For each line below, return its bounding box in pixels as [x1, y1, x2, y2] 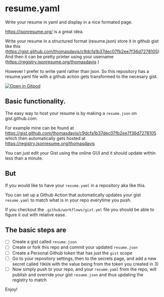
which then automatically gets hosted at [5, 135, 86, 141]
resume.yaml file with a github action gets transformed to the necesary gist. [5, 73, 158, 79]
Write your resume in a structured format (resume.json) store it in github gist [5, 38, 159, 44]
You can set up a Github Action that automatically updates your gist [5, 192, 141, 198]
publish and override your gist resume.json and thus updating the [12, 272, 143, 277]
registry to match [12, 277, 47, 283]
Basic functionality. [5, 97, 66, 106]
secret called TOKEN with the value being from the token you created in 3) [12, 261, 159, 267]
